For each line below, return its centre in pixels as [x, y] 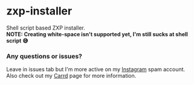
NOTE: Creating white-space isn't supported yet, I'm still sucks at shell [97, 34]
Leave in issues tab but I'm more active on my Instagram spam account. [96, 69]
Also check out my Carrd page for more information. [71, 76]
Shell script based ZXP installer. [46, 28]
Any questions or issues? [44, 56]
